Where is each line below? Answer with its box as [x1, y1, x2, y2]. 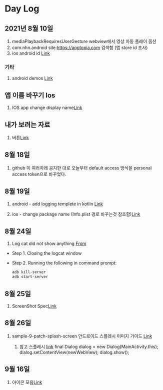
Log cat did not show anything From [11, 240, 86, 246]
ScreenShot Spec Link [11, 303, 57, 309]
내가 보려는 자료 [4, 120, 50, 129]
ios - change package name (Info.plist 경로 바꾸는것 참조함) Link [11, 211, 140, 217]
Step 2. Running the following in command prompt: [11, 260, 117, 266]
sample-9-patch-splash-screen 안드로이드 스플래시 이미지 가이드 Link [11, 333, 152, 339]
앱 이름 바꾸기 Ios [4, 91, 55, 99]
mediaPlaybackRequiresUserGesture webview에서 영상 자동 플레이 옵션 [11, 38, 156, 44]
